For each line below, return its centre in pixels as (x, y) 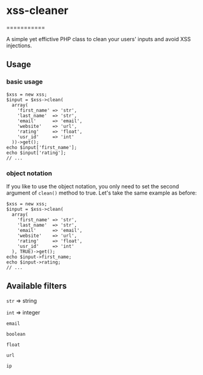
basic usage (25, 82)
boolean (16, 334)
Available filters (37, 286)
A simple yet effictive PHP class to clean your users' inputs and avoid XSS (98, 39)
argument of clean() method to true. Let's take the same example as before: (101, 193)
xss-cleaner (37, 11)
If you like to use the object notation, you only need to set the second (93, 186)
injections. (19, 45)
